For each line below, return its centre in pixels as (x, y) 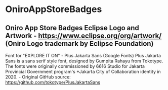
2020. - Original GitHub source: (38, 77)
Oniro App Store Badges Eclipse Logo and (72, 28)
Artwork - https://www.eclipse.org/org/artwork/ (83, 35)
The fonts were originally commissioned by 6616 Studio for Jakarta (75, 66)
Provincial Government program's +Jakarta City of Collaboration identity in (83, 72)
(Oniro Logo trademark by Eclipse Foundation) (79, 43)
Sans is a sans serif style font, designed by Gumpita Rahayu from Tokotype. (84, 61)
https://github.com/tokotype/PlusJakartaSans (53, 82)
